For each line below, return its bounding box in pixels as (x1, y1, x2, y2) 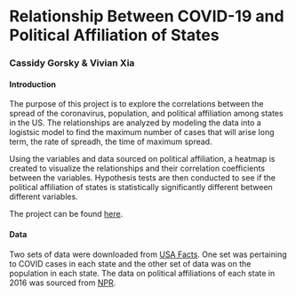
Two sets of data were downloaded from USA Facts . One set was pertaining (9, 249, 287, 260)
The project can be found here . (9, 209, 124, 220)
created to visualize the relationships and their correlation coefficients (9, 163, 265, 174)
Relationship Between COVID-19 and (9, 6, 284, 27)
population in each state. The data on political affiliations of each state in (9, 268, 276, 278)
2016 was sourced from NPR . (9, 277, 116, 288)
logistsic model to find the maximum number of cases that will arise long (9, 127, 275, 138)
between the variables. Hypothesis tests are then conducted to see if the (9, 172, 276, 183)
